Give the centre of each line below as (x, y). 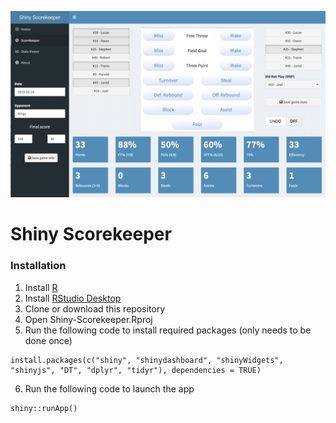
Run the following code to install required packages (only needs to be (168, 330)
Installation (38, 266)
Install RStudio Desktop (73, 298)
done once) (48, 340)
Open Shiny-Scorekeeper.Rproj (88, 319)
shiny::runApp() (44, 408)
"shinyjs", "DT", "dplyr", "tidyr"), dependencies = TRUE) (136, 370)
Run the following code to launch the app (109, 388)
